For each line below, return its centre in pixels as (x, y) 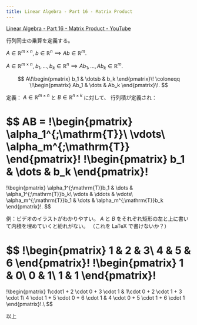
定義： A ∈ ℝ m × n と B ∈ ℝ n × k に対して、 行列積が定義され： (82, 97)
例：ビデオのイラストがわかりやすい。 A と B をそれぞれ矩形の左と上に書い (98, 219)
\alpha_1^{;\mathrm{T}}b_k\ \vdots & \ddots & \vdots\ (70, 194)
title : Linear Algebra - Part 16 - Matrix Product (69, 11)
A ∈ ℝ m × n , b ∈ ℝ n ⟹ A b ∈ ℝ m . (46, 52)
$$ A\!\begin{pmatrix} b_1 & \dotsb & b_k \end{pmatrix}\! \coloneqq (99, 79)
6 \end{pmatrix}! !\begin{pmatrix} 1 (95, 263)
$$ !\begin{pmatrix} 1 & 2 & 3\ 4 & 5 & (98, 250)
